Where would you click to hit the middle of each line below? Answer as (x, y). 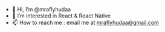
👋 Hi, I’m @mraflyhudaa (41, 9)
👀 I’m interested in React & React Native (61, 16)
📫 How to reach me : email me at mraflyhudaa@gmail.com (85, 22)
